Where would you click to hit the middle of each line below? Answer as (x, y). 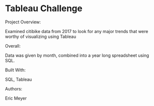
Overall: (13, 46)
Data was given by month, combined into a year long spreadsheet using (77, 55)
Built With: (15, 70)
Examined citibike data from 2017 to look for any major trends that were (77, 31)
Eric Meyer (16, 98)
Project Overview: (23, 22)
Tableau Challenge (44, 9)
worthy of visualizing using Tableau (41, 36)
